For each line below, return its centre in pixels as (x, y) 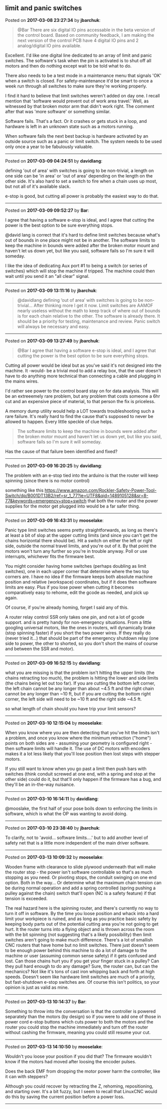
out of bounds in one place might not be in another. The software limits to (80, 240)
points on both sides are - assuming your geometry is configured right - (79, 743)
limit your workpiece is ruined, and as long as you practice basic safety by (81, 919)
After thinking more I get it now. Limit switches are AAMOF (93, 305)
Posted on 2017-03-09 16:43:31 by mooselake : (54, 520)
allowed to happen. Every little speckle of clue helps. (59, 422)
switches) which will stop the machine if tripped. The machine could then (80, 271)
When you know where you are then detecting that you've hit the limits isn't (83, 732)
